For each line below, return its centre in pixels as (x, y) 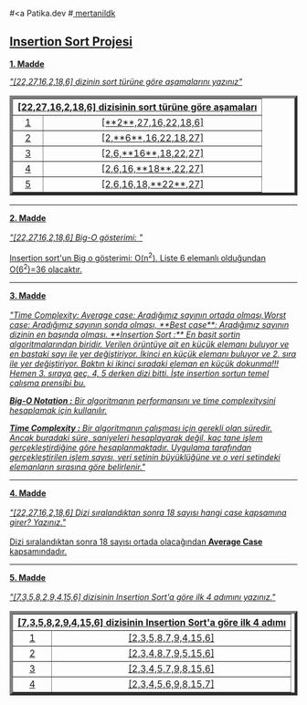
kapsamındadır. (38, 552)
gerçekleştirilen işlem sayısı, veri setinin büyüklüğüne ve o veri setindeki (145, 458)
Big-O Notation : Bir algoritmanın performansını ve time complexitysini (143, 401)
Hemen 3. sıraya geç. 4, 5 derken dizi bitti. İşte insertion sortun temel (139, 374)
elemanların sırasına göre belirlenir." (78, 467)
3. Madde (28, 296)
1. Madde (27, 64)
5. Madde (28, 578)
